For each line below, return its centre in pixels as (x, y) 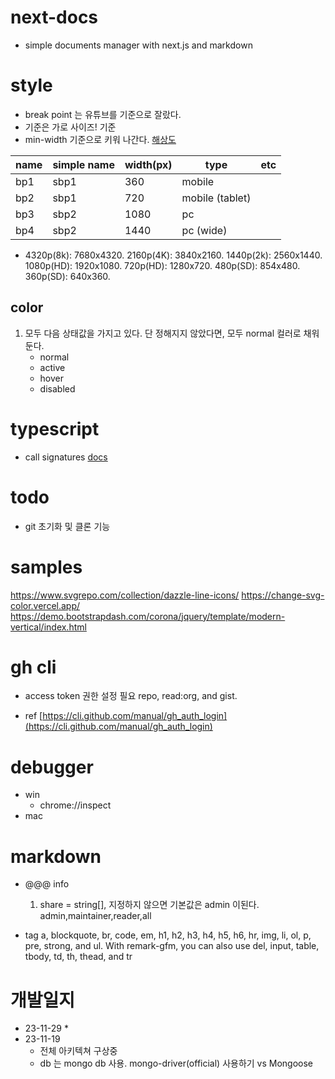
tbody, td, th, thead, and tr (78, 957)
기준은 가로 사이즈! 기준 (70, 127)
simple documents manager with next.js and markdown (138, 45)
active (52, 367)
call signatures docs (66, 457)
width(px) (148, 164)
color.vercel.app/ (45, 605)
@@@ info (47, 884)
